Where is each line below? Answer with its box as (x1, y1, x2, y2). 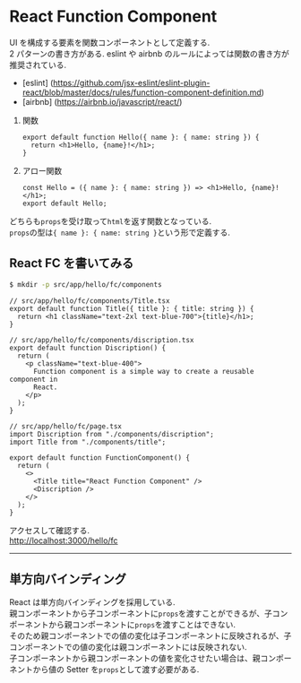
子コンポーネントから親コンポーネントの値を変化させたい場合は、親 (9, 653, 261, 664)
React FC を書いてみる (9, 255, 134, 271)
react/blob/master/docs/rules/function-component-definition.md (21, 87, 262, 98)
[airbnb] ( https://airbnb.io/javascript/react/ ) (21, 96, 183, 107)
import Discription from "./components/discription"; (9, 429, 215, 438)
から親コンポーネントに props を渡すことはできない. (47, 619, 236, 630)
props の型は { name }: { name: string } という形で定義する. (9, 227, 230, 238)
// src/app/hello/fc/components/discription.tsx (9, 335, 194, 344)
